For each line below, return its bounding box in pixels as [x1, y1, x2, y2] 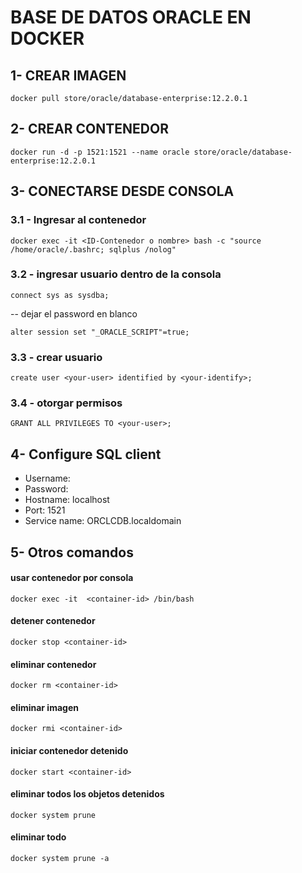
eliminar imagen [10, 701, 79, 713]
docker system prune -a [10, 854, 110, 864]
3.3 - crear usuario [10, 350, 103, 364]
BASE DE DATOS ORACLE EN [10, 6, 252, 29]
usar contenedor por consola [10, 572, 134, 584]
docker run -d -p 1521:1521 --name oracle [10, 147, 190, 157]
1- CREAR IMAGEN [10, 67, 127, 84]
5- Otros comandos [10, 544, 134, 561]
